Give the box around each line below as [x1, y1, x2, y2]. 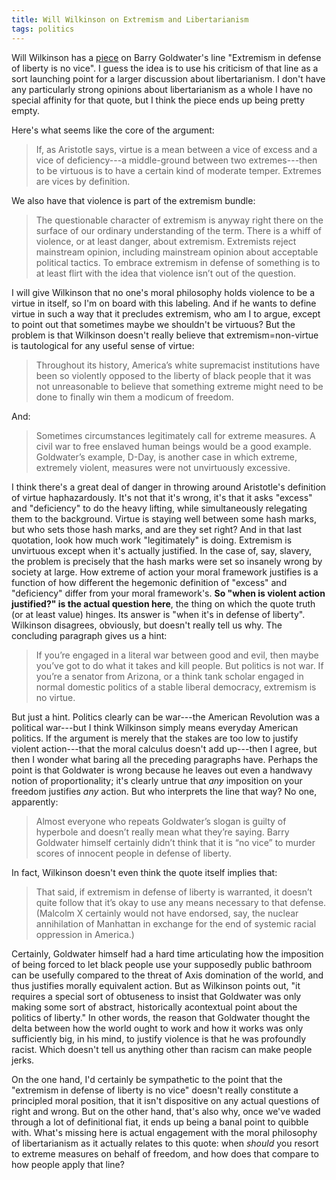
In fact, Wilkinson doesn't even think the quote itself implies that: [11, 866, 278, 878]
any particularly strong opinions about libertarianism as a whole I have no [11, 83, 313, 95]
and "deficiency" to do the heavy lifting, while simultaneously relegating [11, 502, 308, 514]
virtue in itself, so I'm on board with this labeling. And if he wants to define [11, 297, 317, 309]
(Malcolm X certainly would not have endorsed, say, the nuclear [35, 907, 299, 919]
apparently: [11, 796, 59, 808]
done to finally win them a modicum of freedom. [35, 391, 234, 403]
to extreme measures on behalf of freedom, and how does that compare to [11, 1147, 319, 1160]
